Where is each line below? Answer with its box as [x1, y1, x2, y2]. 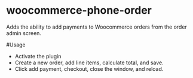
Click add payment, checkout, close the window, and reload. [14, 65, 164, 72]
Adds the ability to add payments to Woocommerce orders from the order [6, 23, 187, 30]
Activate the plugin [14, 52, 62, 60]
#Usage [6, 41, 26, 48]
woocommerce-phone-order [6, 4, 152, 17]
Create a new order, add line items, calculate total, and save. [14, 59, 164, 66]
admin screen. [6, 29, 42, 36]
